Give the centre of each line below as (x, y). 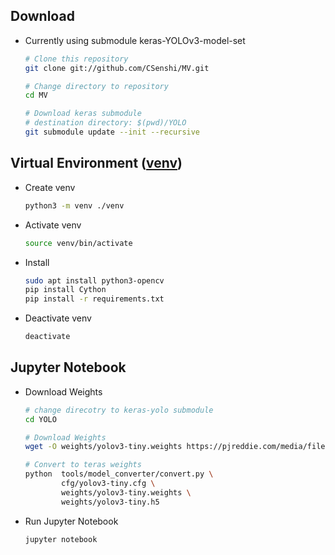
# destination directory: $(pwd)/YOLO (105, 123)
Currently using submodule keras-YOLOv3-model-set (135, 40)
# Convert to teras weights (83, 465)
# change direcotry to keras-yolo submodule (119, 410)
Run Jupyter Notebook (71, 521)
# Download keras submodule (83, 114)
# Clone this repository (76, 59)
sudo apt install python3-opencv (94, 280)
